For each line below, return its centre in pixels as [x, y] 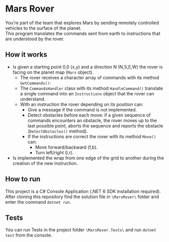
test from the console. [29, 235]
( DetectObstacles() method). [58, 131]
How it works [26, 55]
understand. [33, 99]
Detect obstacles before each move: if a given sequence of [89, 115]
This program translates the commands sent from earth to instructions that [83, 33]
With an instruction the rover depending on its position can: [82, 104]
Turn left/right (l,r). [54, 152]
